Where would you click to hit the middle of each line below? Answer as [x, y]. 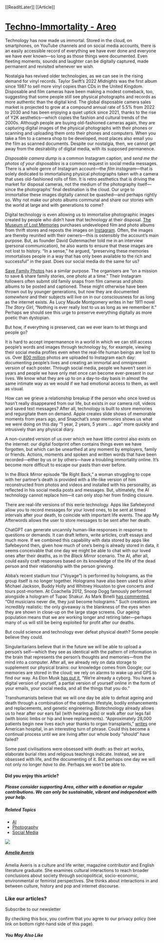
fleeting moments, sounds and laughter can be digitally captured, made [77, 61]
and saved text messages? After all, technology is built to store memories [79, 408]
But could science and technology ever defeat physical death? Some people [82, 632]
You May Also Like [24, 935]
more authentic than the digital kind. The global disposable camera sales [78, 102]
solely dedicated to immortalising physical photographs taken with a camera [82, 174]
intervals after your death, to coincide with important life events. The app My [82, 515]
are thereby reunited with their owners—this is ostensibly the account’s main [82, 235]
